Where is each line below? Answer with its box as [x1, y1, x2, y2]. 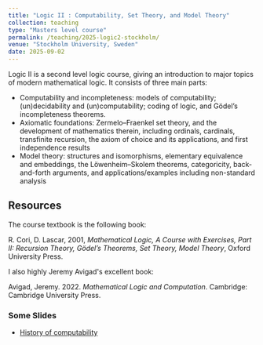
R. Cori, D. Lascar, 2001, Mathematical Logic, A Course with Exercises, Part [8, 234, 252, 244]
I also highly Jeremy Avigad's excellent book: [8, 267, 155, 276]
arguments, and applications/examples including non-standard [52, 168, 255, 177]
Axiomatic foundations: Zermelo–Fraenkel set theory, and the [19, 118, 217, 127]
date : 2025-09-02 [8, 48, 65, 56]
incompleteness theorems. [19, 110, 106, 118]
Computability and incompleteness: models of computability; [19, 93, 217, 102]
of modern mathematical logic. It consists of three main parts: [8, 78, 208, 87]
